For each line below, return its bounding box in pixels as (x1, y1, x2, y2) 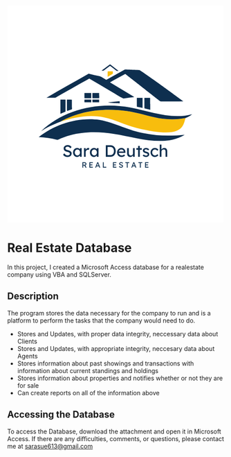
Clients (17, 337, 38, 345)
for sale (17, 381, 39, 390)
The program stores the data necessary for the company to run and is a (7, 309, 211, 317)
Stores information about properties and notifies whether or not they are (17, 374, 223, 382)
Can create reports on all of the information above (17, 388, 160, 397)
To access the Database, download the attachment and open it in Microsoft (7, 427, 221, 436)
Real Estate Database (7, 240, 132, 256)
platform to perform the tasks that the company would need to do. (7, 316, 196, 325)
